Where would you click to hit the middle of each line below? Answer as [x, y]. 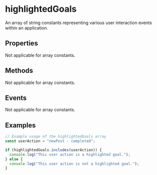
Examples [20, 125]
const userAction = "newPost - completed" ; [50, 141]
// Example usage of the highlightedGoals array [56, 137]
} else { [14, 159]
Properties [22, 44]
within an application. [26, 28]
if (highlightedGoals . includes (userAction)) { [53, 150]
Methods [19, 71]
